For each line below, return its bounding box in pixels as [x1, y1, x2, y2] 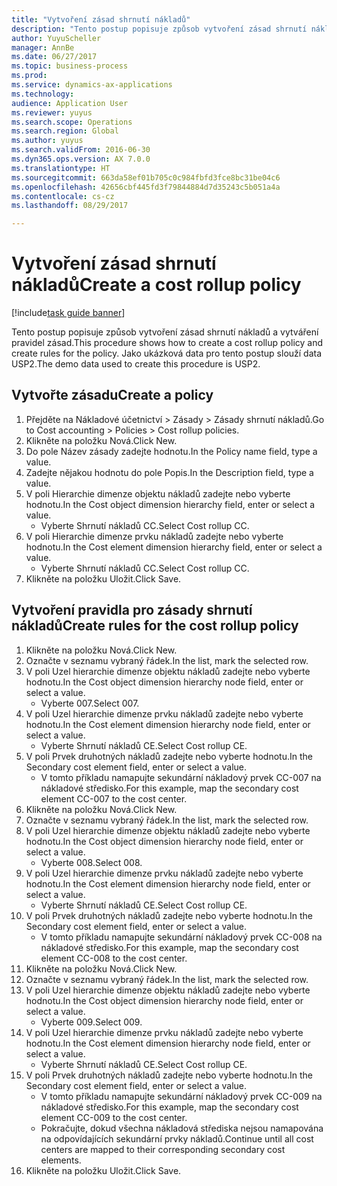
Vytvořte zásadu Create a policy [11, 387, 214, 404]
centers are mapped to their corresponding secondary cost [40, 1143, 286, 1155]
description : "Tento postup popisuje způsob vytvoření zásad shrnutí [11, 24, 308, 34]
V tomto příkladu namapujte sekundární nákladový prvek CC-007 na [40, 771, 322, 783]
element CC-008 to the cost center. [40, 952, 188, 964]
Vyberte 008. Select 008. [40, 856, 143, 868]
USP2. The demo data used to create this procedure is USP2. [11, 358, 261, 370]
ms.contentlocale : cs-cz [11, 191, 115, 201]
